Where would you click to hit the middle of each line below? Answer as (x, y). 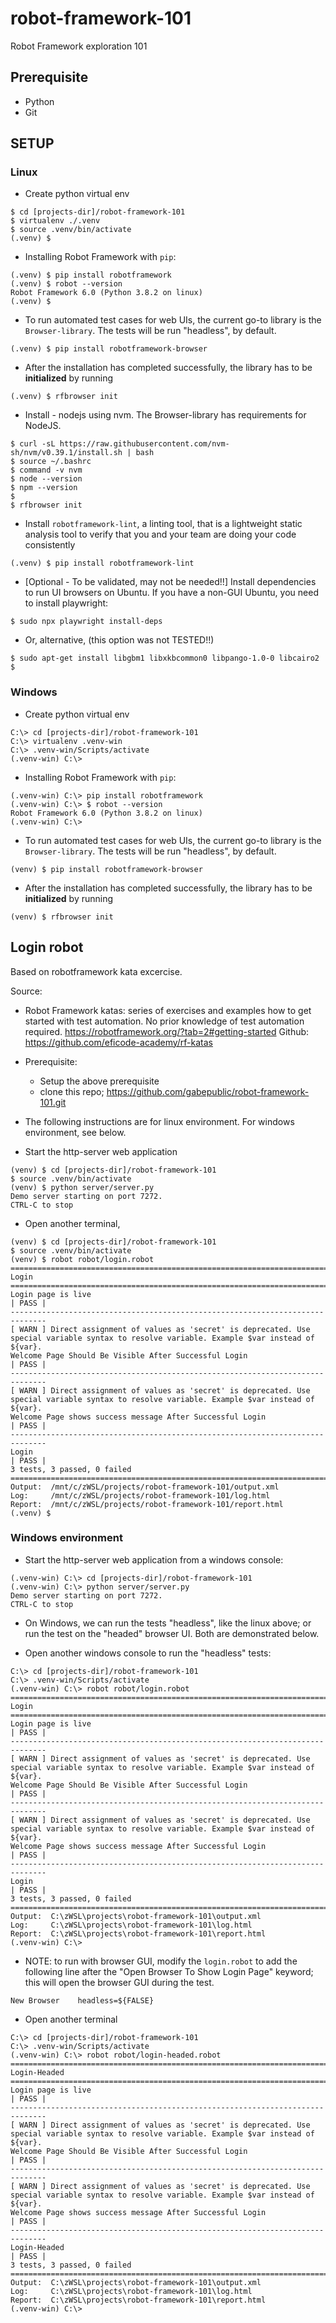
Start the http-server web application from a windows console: (154, 1559)
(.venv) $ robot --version (66, 284)
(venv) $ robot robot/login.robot (82, 1259)
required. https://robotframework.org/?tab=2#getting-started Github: (167, 1031)
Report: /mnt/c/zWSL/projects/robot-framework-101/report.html (147, 1504)
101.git (53, 1102)
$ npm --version (44, 488)
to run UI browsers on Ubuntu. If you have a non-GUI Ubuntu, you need (171, 593)
